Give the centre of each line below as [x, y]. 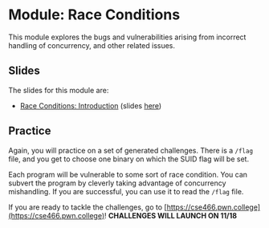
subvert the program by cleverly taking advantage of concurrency [117, 183]
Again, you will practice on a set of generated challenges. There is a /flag [131, 150]
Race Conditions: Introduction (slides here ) [91, 105]
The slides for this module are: [59, 90]
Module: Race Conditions [94, 15]
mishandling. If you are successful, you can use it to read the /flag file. [126, 191]
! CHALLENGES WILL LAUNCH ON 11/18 [171, 215]
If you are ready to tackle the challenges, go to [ [88, 207]
